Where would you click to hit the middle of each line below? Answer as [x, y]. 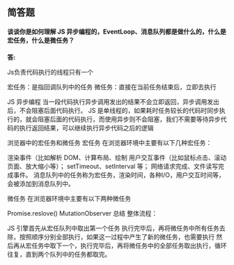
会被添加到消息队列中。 [41, 183]
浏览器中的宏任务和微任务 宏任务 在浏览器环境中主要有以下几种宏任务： [110, 142]
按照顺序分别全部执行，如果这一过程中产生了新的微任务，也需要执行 [117, 236]
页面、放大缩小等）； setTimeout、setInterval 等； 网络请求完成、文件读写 [112, 166]
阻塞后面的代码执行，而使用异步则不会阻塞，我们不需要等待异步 [129, 119]
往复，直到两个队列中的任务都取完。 [59, 254]
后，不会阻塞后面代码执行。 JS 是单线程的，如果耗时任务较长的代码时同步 [113, 110]
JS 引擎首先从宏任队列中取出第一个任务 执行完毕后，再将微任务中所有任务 [113, 228]
